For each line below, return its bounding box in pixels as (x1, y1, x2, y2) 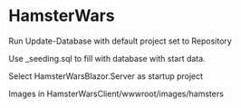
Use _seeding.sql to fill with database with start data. (8, 53, 206, 64)
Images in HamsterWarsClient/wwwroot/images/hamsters (8, 88, 224, 99)
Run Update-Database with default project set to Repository (8, 35, 232, 46)
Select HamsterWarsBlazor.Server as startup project (8, 70, 204, 82)
